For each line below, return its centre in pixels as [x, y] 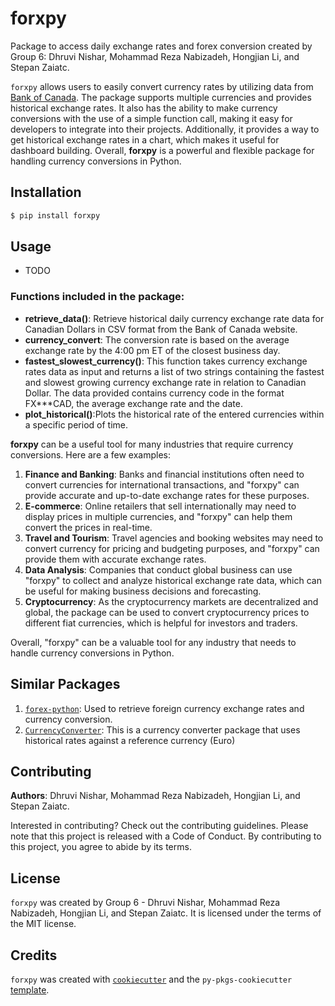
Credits [34, 955]
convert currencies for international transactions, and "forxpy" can [162, 484]
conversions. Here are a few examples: [91, 454]
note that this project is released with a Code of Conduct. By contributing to [166, 836]
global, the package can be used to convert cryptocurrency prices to [167, 612]
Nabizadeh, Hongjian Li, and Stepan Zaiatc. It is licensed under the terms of [166, 913]
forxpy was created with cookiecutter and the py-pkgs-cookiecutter [151, 979]
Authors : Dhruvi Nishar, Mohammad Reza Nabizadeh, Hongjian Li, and [155, 796]
